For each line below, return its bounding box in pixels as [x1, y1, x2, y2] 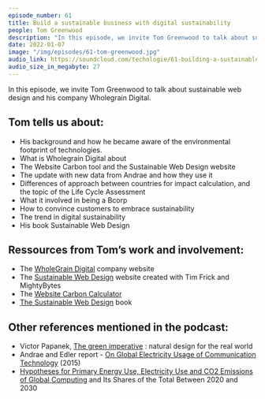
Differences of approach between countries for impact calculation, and [19, 178, 251, 188]
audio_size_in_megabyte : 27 [8, 63, 101, 71]
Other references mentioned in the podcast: [8, 320, 229, 334]
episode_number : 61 [8, 11, 73, 20]
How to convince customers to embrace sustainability [19, 203, 195, 213]
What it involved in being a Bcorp [19, 195, 128, 205]
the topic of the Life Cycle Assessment [19, 187, 146, 196]
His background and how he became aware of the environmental [19, 136, 231, 146]
